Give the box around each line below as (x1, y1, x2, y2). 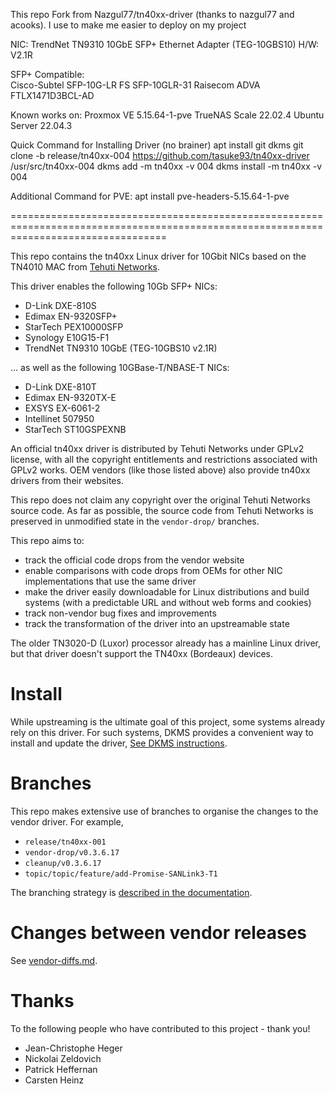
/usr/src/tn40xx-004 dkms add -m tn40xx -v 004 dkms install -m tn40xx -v (10, 160, 323, 172)
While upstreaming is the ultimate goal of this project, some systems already (10, 715, 326, 728)
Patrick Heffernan (24, 1063, 98, 1075)
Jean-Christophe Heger (24, 1042, 123, 1054)
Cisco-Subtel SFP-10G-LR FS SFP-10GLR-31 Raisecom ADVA (10, 79, 261, 91)
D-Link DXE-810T (24, 381, 97, 393)
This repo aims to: (10, 535, 85, 546)
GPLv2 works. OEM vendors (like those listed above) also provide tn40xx (10, 464, 311, 476)
